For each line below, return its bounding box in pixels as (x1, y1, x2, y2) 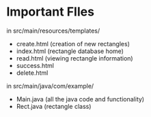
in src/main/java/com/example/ (6, 82, 94, 90)
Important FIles (6, 4, 95, 20)
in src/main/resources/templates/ (6, 27, 100, 35)
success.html (16, 61, 54, 69)
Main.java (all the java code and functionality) (16, 95, 145, 103)
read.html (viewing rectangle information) (16, 54, 134, 62)
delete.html (16, 69, 49, 77)
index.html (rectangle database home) (16, 47, 124, 55)
